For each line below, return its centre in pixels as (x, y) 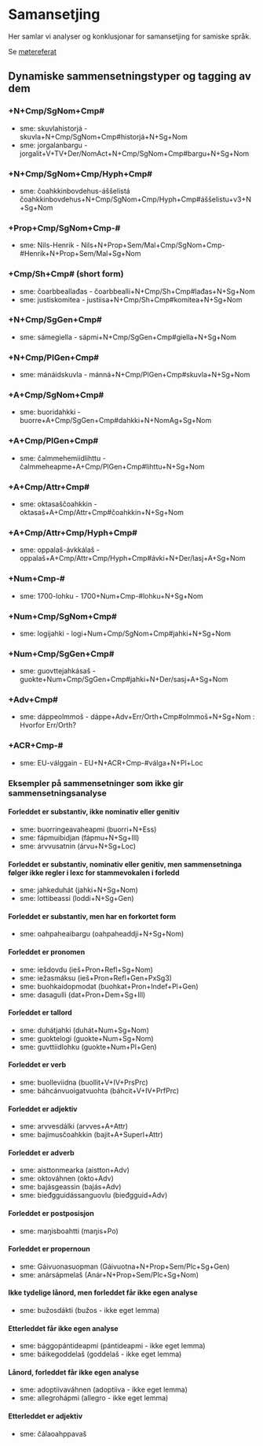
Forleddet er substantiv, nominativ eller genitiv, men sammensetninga (125, 864)
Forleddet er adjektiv (43, 1109)
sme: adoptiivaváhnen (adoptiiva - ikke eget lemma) (104, 1390)
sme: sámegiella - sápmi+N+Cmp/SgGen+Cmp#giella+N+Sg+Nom (128, 337)
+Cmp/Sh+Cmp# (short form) (66, 274)
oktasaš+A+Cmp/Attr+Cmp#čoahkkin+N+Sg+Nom (102, 512)
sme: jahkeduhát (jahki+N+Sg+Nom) (79, 890)
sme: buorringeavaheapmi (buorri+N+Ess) (88, 829)
